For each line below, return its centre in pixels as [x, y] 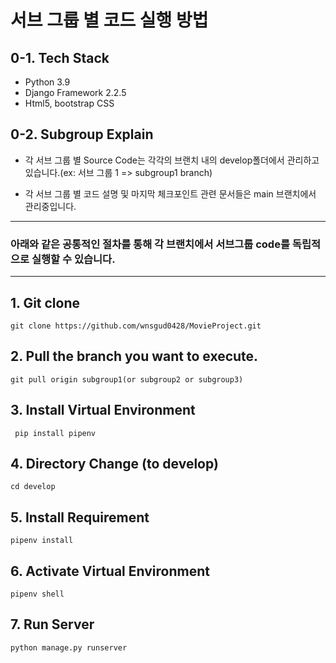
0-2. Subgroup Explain [82, 134]
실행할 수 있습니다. [73, 259]
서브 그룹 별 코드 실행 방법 [109, 20]
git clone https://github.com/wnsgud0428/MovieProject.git [136, 326]
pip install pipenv [55, 433]
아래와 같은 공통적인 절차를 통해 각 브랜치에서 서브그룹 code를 [150, 244]
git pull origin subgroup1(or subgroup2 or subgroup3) [127, 379]
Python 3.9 [47, 82]
